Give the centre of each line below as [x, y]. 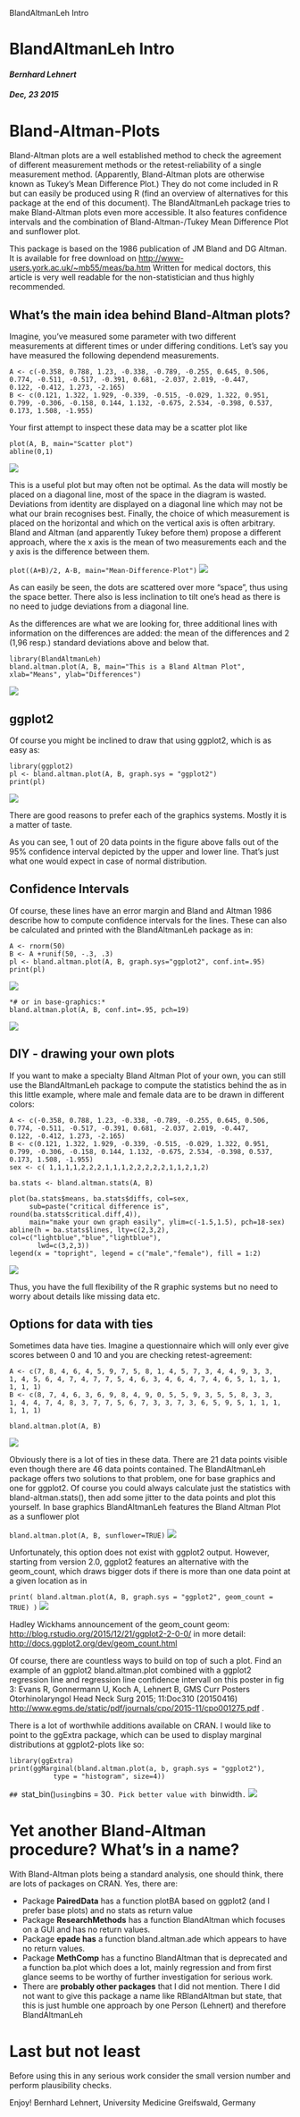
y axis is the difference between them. [79, 552]
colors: [22, 1104]
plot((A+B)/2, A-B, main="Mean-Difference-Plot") [104, 571]
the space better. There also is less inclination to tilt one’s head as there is [145, 597]
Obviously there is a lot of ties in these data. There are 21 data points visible [148, 1460]
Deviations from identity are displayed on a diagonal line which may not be [146, 504]
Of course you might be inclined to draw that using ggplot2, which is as [141, 740]
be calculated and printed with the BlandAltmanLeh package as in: [131, 930]
